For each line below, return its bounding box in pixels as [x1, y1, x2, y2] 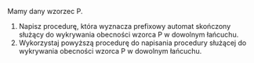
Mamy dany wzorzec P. [7, 7, 83, 16]
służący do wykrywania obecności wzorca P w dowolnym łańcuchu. [18, 30, 239, 39]
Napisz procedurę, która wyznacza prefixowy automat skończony [18, 22, 231, 30]
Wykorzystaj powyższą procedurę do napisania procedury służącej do [18, 38, 247, 47]
